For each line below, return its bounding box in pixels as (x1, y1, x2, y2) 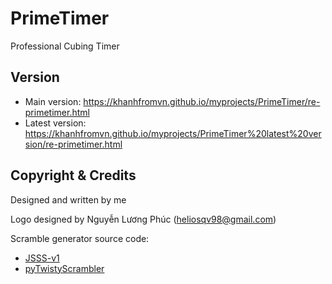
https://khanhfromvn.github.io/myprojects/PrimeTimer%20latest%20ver (24, 127, 322, 139)
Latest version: (24, 117, 87, 129)
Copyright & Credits (10, 167, 137, 184)
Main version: (24, 95, 82, 107)
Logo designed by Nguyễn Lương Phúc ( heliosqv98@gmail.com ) (10, 213, 277, 225)
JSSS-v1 (24, 252, 60, 264)
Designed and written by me (10, 193, 127, 206)
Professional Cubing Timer (10, 40, 120, 52)
